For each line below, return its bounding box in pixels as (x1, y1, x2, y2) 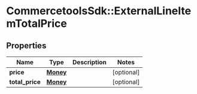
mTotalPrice (6, 17, 67, 30)
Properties (6, 40, 47, 51)
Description (72, 58, 107, 66)
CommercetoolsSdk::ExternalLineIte (6, 4, 192, 18)
